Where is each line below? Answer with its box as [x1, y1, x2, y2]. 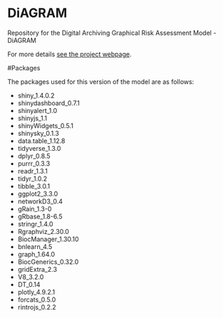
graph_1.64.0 [17, 250, 56, 258]
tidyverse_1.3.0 [17, 144, 61, 152]
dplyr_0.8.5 [17, 152, 51, 160]
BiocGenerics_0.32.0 [17, 258, 79, 266]
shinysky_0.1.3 [17, 129, 59, 137]
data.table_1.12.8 [17, 137, 66, 145]
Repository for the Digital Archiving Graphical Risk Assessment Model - [7, 28, 217, 37]
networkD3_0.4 [17, 197, 63, 206]
